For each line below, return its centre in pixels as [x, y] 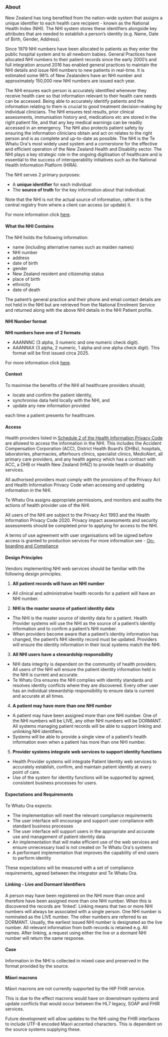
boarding [14, 546]
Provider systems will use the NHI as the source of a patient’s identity [84, 624]
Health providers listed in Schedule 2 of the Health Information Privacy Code [84, 438]
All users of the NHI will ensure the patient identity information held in [84, 670]
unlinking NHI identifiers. [38, 732]
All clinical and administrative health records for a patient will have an [84, 593]
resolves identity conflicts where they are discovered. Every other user [85, 686]
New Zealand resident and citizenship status [58, 274]
